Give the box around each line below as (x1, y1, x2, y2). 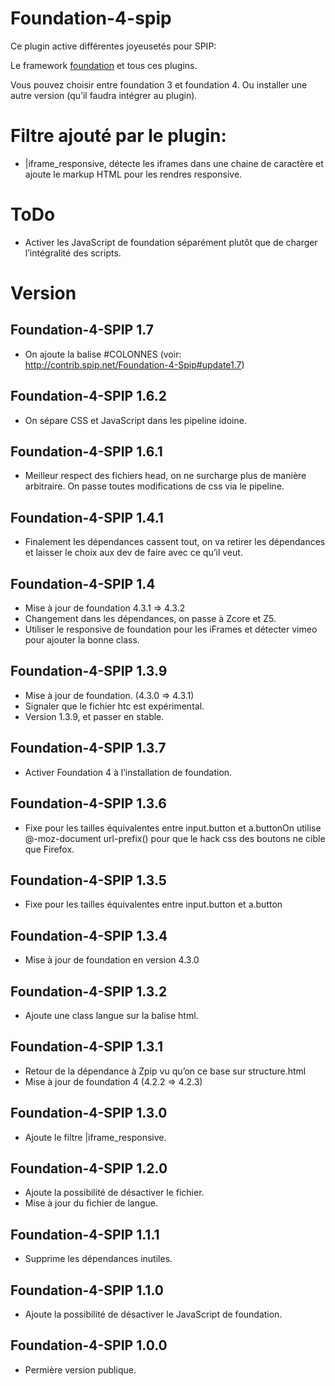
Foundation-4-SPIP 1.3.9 (10, 663, 168, 680)
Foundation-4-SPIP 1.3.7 (10, 740, 167, 757)
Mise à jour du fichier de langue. (24, 1197, 159, 1209)
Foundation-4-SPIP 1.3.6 (10, 795, 167, 812)
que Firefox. (24, 843, 75, 855)
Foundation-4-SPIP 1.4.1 (10, 509, 164, 526)
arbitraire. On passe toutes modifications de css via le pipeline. (24, 480, 285, 492)
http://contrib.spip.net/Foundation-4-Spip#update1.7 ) (24, 358, 245, 371)
